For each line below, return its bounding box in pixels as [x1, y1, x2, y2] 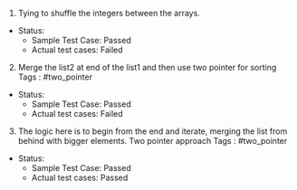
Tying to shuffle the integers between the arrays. [17, 8, 201, 18]
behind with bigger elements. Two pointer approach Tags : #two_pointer [17, 136, 288, 146]
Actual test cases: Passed [31, 172, 129, 183]
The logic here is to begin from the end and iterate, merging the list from [17, 126, 288, 137]
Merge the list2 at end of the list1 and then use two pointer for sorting [17, 62, 277, 72]
